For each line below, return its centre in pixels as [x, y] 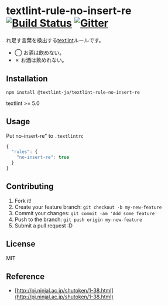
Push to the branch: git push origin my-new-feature [78, 219]
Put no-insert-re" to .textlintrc [45, 135]
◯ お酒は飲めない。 [40, 52]
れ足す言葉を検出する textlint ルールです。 [55, 40]
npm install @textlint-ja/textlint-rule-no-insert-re [73, 92]
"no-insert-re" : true [43, 157]
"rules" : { [25, 152]
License [21, 244]
